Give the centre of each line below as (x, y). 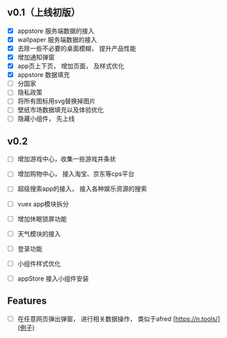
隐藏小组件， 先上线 (46, 119)
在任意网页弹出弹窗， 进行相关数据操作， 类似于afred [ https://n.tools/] (119, 318)
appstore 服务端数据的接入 (56, 31)
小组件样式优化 (39, 263)
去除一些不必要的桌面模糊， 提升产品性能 (77, 48)
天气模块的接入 (39, 234)
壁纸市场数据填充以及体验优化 (60, 110)
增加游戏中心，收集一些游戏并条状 (67, 159)
